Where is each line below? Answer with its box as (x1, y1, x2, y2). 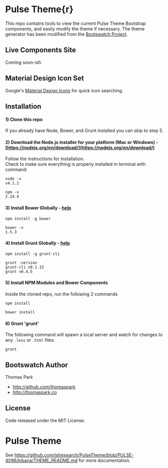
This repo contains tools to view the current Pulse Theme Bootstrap (5, 20, 146, 26)
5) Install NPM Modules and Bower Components (5, 280, 108, 286)
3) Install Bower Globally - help (5, 204, 72, 211)
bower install (5, 309, 35, 315)
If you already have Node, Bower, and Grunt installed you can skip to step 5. (5, 128, 163, 134)
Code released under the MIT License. (5, 417, 86, 423)
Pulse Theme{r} (5, 4, 74, 15)
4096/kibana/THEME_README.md (5, 457, 77, 463)
